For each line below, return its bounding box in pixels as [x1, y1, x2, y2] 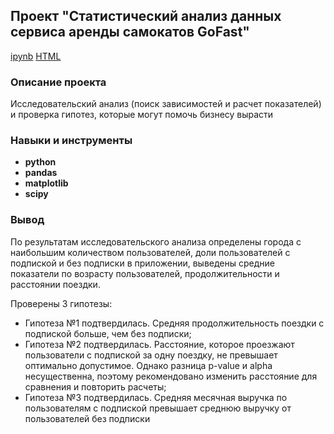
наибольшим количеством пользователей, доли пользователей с [10, 246, 291, 258]
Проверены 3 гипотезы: [10, 297, 113, 309]
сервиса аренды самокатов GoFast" [10, 24, 250, 41]
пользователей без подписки [24, 412, 151, 424]
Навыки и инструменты [10, 134, 133, 148]
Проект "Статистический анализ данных [10, 8, 282, 25]
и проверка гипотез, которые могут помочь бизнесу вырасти [10, 109, 274, 121]
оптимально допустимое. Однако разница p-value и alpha [24, 359, 273, 371]
